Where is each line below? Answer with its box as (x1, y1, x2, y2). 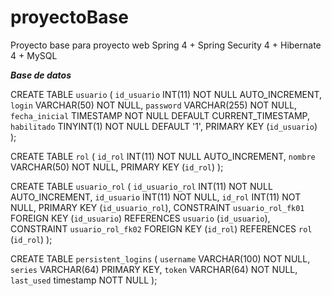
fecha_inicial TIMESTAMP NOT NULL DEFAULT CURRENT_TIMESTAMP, (10, 109, 311, 121)
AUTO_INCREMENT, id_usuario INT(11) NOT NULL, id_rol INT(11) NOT (10, 191, 302, 203)
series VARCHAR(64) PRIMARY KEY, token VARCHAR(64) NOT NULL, (10, 263, 298, 275)
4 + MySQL (10, 49, 58, 61)
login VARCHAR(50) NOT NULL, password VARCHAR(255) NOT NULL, (10, 99, 298, 111)
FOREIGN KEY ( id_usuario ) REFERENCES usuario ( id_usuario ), (10, 212, 271, 224)
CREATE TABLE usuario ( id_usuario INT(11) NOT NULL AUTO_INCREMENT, (10, 88, 323, 100)
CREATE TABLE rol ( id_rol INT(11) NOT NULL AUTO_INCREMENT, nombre (10, 150, 316, 162)
